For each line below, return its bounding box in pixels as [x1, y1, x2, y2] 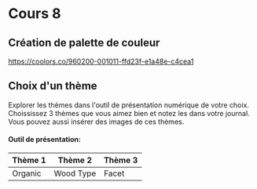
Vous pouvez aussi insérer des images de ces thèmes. [8, 117, 185, 126]
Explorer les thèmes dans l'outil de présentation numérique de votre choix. [8, 100, 250, 110]
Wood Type [53, 168, 97, 179]
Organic [12, 168, 42, 179]
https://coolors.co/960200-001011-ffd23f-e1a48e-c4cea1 [8, 56, 194, 66]
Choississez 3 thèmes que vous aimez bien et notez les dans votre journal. [8, 108, 250, 118]
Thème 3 [103, 154, 138, 165]
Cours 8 [8, 5, 61, 23]
